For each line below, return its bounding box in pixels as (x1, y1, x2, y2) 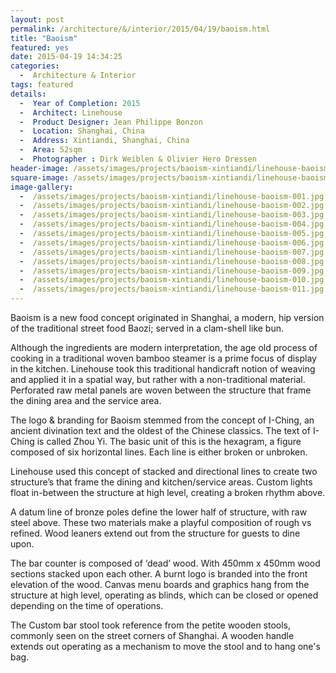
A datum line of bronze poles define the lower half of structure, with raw (10, 506, 308, 518)
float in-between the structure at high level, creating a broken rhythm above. (10, 487, 326, 498)
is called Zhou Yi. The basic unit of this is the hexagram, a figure (36, 436, 302, 447)
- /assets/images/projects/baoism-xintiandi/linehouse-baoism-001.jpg (19, 191, 325, 201)
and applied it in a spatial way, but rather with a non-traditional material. (10, 374, 306, 385)
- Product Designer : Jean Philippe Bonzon (19, 117, 203, 127)
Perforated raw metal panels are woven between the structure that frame (10, 384, 312, 396)
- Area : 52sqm (19, 145, 83, 155)
